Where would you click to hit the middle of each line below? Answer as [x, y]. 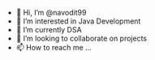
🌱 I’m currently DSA [49, 30]
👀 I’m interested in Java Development [78, 21]
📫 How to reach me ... [54, 47]
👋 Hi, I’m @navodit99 [51, 13]
